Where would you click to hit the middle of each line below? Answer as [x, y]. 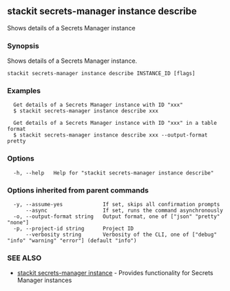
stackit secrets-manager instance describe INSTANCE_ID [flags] [101, 74]
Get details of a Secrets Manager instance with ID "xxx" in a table [115, 123]
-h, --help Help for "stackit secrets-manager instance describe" [114, 173]
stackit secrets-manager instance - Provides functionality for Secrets [115, 273]
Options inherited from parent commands [78, 190]
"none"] [18, 223]
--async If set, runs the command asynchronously [124, 210]
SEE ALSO [24, 258]
